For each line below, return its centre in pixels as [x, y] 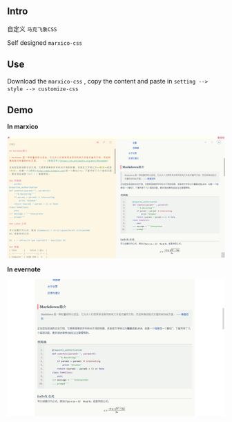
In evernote [24, 269]
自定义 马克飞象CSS [32, 29]
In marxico [23, 126]
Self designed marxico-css [45, 42]
